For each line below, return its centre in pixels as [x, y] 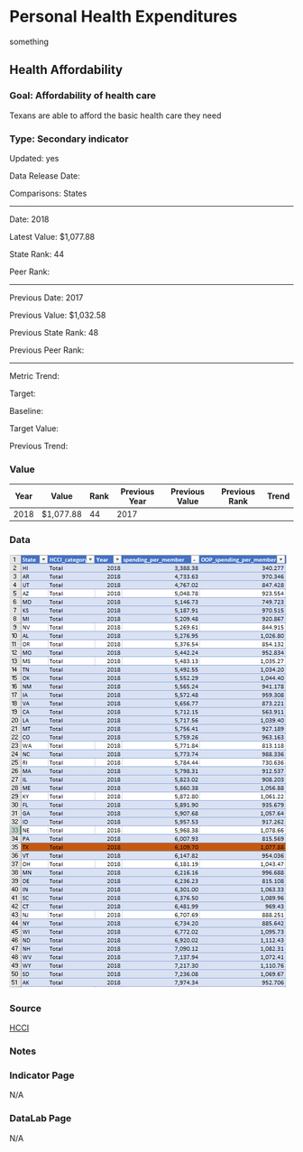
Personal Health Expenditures [124, 17]
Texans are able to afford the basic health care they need [115, 115]
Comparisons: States [48, 193]
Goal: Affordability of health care [83, 96]
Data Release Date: [45, 175]
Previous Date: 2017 [46, 297]
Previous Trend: [39, 446]
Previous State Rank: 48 [54, 332]
